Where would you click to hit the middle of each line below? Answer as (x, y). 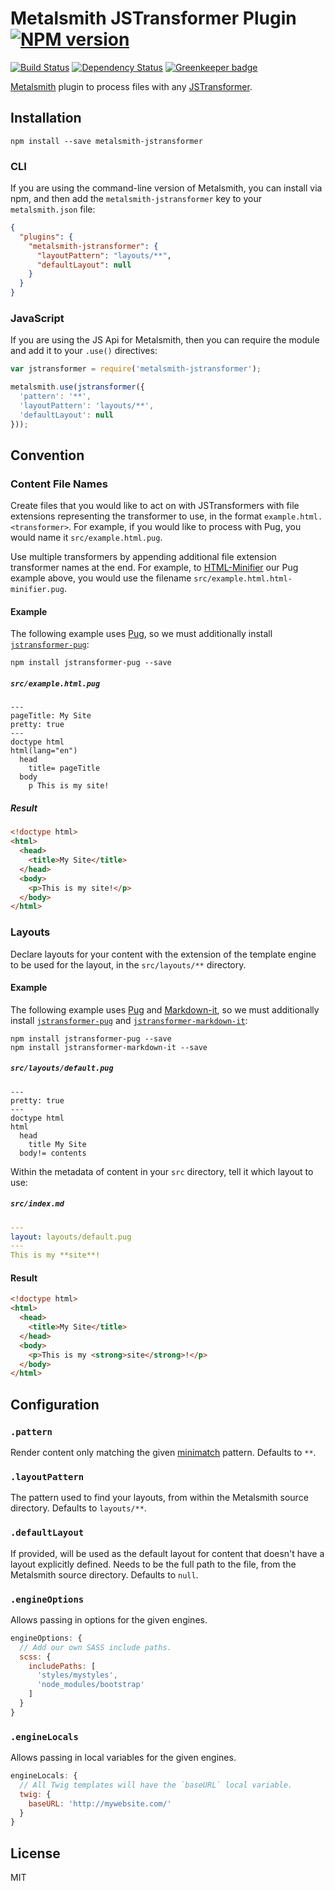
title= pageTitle (64, 768)
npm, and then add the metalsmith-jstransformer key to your (136, 199)
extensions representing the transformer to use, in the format (136, 516)
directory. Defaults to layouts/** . (78, 1508)
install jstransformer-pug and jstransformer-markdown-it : (129, 1020)
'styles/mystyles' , (77, 1675)
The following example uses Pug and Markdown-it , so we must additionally (165, 1009)
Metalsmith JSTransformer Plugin (153, 18)
